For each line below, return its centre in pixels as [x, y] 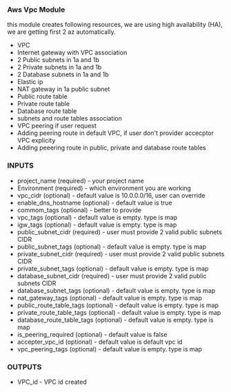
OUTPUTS [24, 367]
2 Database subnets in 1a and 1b [63, 74]
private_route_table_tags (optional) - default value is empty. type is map [119, 312]
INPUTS [21, 165]
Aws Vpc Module [36, 10]
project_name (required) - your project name [81, 180]
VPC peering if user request [57, 126]
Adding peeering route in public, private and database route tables [111, 148]
